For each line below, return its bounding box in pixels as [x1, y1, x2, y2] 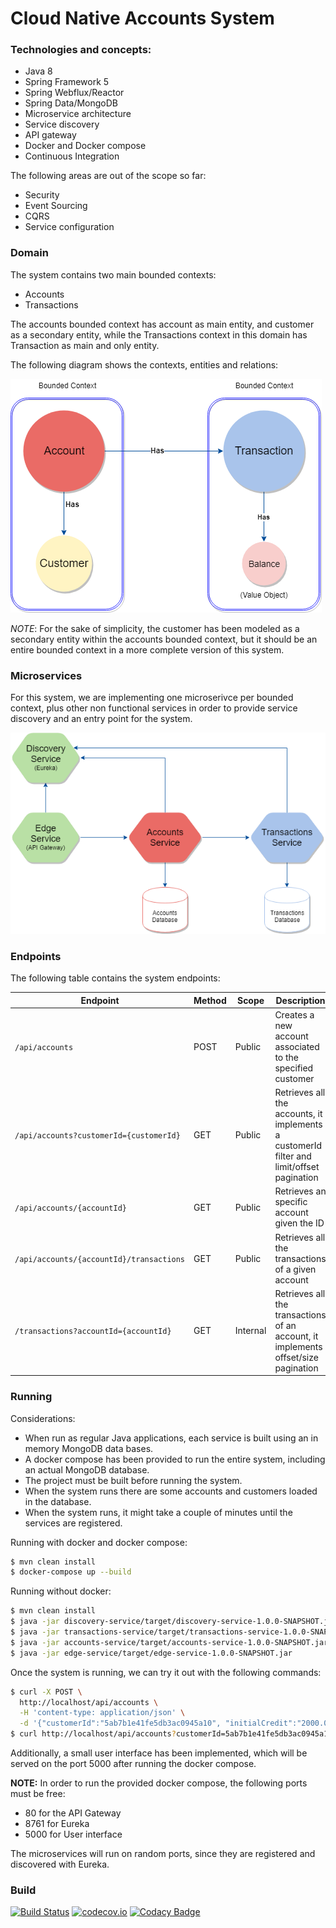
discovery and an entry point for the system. [10, 713, 193, 725]
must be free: [10, 1788, 66, 1800]
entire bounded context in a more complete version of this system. [10, 643, 285, 656]
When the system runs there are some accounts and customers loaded [24, 1485, 318, 1497]
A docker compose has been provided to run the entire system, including [24, 1453, 326, 1465]
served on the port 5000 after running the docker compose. [10, 1758, 257, 1770]
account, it [274, 1330, 319, 1342]
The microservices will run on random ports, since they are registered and [10, 1848, 316, 1860]
